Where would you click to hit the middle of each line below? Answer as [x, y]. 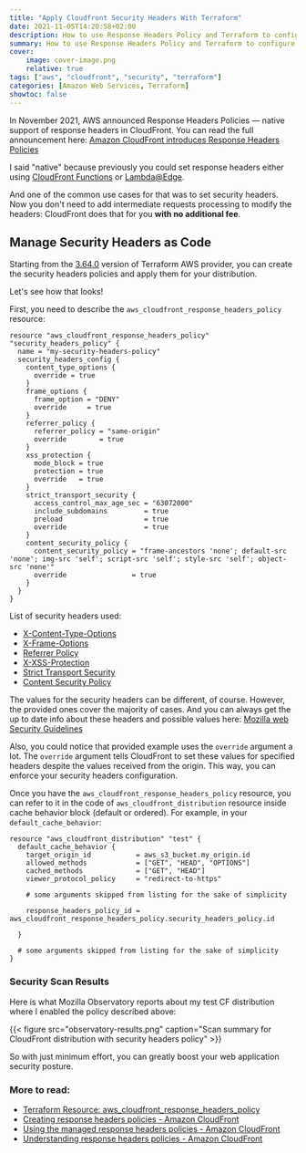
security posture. [41, 1066]
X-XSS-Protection [56, 663]
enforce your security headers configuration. [94, 775]
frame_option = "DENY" [76, 400]
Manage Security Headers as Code [111, 242]
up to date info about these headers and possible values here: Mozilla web [149, 719]
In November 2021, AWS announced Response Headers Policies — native [147, 120]
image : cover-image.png [71, 60]
